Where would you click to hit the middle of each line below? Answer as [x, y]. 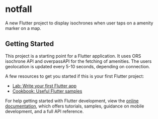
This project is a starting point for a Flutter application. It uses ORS [73, 56]
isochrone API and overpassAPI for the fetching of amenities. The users [79, 61]
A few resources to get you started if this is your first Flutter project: [75, 76]
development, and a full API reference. [44, 111]
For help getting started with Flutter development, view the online [72, 101]
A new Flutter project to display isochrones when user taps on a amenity [79, 23]
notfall [19, 9]
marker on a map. [23, 28]
